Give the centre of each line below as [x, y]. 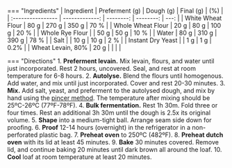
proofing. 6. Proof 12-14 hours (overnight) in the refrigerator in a [99, 127]
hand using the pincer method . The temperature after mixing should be [109, 98]
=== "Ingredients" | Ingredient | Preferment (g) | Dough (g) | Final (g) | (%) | [115, 11]
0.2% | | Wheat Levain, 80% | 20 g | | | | [64, 48]
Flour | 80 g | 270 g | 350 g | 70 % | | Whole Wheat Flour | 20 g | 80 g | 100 [114, 25]
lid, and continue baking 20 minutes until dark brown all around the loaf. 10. [115, 150]
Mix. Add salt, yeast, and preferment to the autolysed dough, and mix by [111, 91]
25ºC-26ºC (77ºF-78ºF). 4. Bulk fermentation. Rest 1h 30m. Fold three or [113, 105]
